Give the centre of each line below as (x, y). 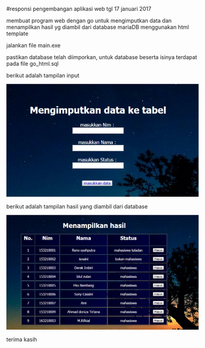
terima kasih (22, 339)
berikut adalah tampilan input (43, 75)
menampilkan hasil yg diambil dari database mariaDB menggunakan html (98, 27)
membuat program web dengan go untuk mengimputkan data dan (89, 20)
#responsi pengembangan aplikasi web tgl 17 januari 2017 (79, 9)
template (17, 34)
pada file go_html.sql (33, 64)
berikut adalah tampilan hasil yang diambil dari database (77, 206)
